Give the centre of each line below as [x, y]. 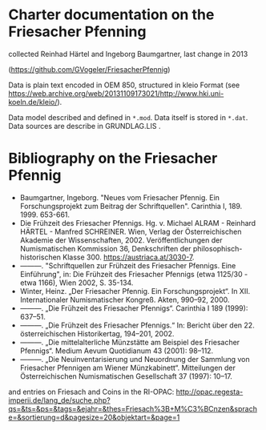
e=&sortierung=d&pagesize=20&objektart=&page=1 [94, 417]
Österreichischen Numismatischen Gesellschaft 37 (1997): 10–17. [126, 376]
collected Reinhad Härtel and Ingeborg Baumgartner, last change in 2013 [128, 54]
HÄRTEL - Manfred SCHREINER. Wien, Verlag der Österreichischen [131, 231]
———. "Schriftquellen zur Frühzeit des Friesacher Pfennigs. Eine [128, 265]
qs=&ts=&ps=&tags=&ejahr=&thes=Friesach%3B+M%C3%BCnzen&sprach [133, 408]
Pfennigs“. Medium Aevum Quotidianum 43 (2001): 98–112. [117, 351]
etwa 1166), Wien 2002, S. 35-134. [77, 283]
